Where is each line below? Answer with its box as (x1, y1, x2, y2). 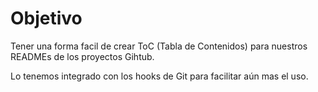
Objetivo (10, 7, 83, 30)
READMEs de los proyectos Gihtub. (10, 50, 155, 62)
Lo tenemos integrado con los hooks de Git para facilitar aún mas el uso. (10, 70, 309, 82)
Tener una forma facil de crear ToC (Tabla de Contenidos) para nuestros (10, 40, 308, 52)
